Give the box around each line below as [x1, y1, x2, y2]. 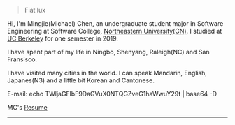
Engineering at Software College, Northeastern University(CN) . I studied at [7, 27, 222, 35]
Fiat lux [24, 6, 46, 14]
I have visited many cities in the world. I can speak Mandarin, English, [7, 69, 208, 77]
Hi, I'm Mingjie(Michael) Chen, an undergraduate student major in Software [7, 20, 224, 27]
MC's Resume [7, 103, 48, 111]
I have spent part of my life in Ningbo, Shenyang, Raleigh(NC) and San [7, 48, 210, 56]
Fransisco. [7, 55, 37, 64]
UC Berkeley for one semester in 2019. [7, 34, 119, 43]
